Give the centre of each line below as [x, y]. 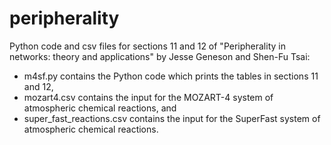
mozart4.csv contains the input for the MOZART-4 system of [148, 97]
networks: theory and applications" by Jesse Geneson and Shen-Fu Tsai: [160, 56]
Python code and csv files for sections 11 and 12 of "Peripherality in [147, 46]
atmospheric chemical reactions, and [100, 108]
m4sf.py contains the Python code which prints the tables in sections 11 [171, 76]
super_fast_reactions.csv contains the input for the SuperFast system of [172, 118]
